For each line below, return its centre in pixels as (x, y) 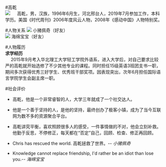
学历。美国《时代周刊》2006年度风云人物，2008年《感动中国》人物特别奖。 (84, 20)
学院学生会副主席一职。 (33, 78)
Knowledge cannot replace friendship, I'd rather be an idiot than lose (83, 153)
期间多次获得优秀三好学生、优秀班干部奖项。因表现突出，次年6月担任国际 (81, 72)
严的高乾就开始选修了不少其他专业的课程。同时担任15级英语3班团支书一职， (83, 66)
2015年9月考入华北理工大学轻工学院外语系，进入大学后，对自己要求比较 (84, 59)
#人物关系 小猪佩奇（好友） (37, 30)
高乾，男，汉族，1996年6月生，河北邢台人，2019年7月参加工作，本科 (88, 13)
